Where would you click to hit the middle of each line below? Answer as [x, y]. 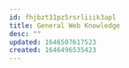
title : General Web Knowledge [65, 26]
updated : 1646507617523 [53, 42]
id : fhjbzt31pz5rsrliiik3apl [63, 17]
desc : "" [25, 34]
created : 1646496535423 [53, 50]
